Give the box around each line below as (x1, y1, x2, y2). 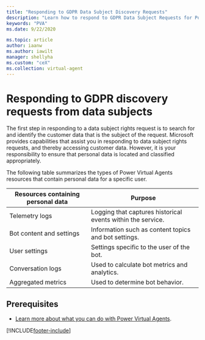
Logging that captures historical (91, 208, 182, 217)
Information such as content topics (91, 225, 191, 234)
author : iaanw (6, 43, 43, 49)
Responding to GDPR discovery (6, 92, 168, 106)
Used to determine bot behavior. (91, 278, 184, 287)
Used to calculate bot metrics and (91, 261, 188, 269)
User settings (9, 247, 48, 255)
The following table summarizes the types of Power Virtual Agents (6, 169, 173, 176)
